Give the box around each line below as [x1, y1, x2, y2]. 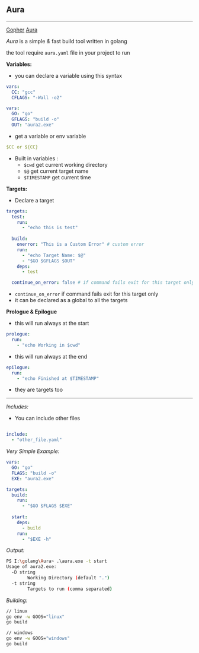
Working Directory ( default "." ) [27, 575, 110, 581]
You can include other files [14, 415, 81, 422]
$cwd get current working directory [23, 161, 108, 168]
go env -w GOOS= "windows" [6, 635, 70, 642]
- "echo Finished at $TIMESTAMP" [17, 375, 99, 382]
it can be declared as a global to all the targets [14, 297, 128, 304]
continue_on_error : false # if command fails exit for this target [11, 280, 182, 286]
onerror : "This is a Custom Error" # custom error [17, 242, 145, 248]
